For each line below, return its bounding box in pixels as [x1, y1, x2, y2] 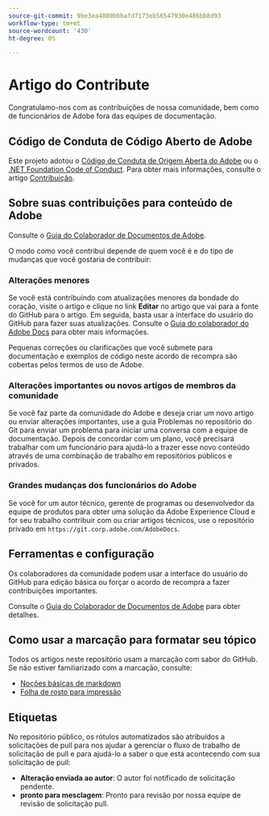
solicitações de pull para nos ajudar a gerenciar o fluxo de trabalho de [8, 740, 241, 750]
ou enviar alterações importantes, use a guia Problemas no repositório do [8, 416, 252, 427]
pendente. [19, 782, 55, 792]
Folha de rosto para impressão [19, 687, 122, 697]
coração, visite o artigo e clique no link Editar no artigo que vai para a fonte [8, 301, 259, 311]
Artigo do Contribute [8, 76, 151, 94]
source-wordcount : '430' [8, 27, 92, 35]
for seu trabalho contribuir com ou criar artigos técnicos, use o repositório [8, 515, 255, 524]
